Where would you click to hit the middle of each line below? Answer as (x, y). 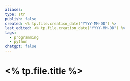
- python (19, 42)
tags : (11, 33)
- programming (24, 38)
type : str (15, 14)
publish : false (21, 19)
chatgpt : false (21, 46)
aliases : (14, 10)
